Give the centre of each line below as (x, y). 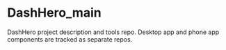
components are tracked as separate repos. (70, 39)
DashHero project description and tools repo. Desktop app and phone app (113, 32)
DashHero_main (55, 13)
